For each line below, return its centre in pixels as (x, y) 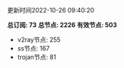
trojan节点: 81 (37, 57)
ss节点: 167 (33, 48)
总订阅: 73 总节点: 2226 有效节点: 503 (62, 25)
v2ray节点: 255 (39, 40)
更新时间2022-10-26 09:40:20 (51, 10)
